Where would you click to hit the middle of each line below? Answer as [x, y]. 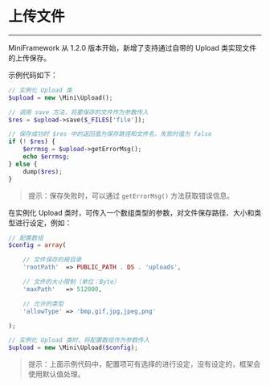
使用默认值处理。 [56, 374]
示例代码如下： [33, 75]
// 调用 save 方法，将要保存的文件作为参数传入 [78, 112]
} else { [23, 164]
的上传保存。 [29, 58]
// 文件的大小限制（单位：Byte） [72, 282]
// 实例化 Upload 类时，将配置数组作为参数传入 [79, 340]
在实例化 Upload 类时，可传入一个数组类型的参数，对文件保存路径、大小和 [131, 212]
